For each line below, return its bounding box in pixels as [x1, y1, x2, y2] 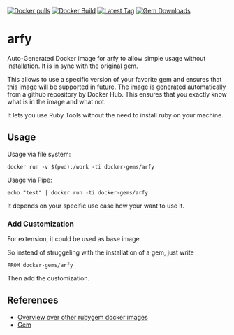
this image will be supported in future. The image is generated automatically [7, 83, 226, 91]
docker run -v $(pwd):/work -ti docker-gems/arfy [7, 163, 155, 171]
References [7, 294, 59, 306]
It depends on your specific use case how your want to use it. [7, 201, 185, 210]
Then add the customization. [7, 274, 90, 283]
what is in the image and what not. [7, 97, 106, 106]
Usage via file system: [7, 150, 71, 158]
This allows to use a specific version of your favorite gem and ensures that [7, 75, 222, 83]
